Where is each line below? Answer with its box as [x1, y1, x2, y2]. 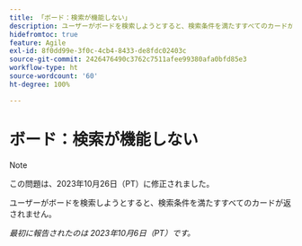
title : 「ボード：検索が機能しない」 [9, 13, 132, 22]
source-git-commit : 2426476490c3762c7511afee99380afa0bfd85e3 [9, 55, 247, 64]
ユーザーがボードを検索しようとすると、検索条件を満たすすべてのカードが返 [9, 197, 292, 207]
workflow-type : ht [9, 64, 78, 73]
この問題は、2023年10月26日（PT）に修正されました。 [9, 178, 215, 189]
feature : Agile [9, 38, 67, 48]
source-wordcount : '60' [9, 72, 99, 81]
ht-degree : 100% [9, 80, 70, 89]
